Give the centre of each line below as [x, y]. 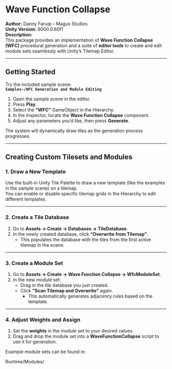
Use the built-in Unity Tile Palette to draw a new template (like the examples [85, 183]
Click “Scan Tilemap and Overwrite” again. [67, 291]
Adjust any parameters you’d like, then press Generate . [71, 121]
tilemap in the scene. [42, 245]
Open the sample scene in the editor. [51, 99]
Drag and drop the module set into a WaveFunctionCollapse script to [86, 336]
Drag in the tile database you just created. [64, 285]
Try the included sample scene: [38, 84]
